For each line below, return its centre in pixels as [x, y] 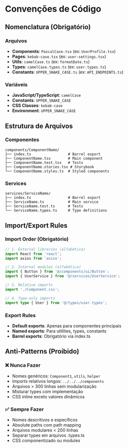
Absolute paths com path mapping [47, 425]
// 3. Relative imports [29, 285]
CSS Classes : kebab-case [37, 106]
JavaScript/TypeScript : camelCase [46, 95]
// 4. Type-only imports [30, 298]
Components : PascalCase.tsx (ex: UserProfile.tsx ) [64, 51]
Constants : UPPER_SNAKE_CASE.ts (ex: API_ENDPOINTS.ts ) [68, 72]
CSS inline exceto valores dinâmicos [48, 396]
